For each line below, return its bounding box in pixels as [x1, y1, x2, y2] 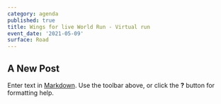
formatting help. [7, 89, 55, 97]
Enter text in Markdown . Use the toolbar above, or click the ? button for [7, 81, 215, 89]
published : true [7, 17, 55, 24]
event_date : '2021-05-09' [7, 30, 84, 37]
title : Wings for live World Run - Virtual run [7, 23, 151, 30]
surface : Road [7, 37, 50, 44]
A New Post [7, 63, 60, 74]
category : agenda [7, 10, 59, 18]
